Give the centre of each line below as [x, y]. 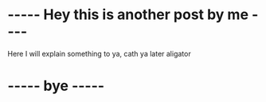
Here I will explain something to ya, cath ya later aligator [100, 53]
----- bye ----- [56, 86]
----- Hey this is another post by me [128, 15]
